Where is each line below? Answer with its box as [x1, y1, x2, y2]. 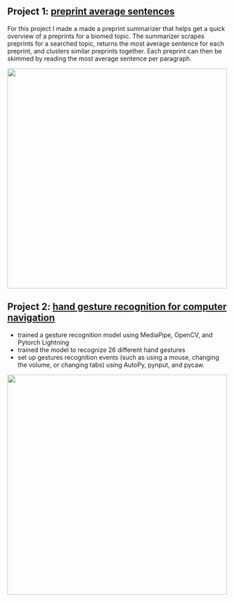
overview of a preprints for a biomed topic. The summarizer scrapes [7, 32, 205, 40]
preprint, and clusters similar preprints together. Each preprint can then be [7, 46, 223, 55]
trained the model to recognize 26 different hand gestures [17, 345, 186, 354]
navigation [7, 312, 55, 324]
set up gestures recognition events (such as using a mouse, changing [17, 353, 219, 361]
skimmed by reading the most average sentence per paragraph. [7, 54, 192, 63]
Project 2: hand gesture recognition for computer [7, 301, 227, 313]
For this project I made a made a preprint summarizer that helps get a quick [7, 24, 226, 32]
